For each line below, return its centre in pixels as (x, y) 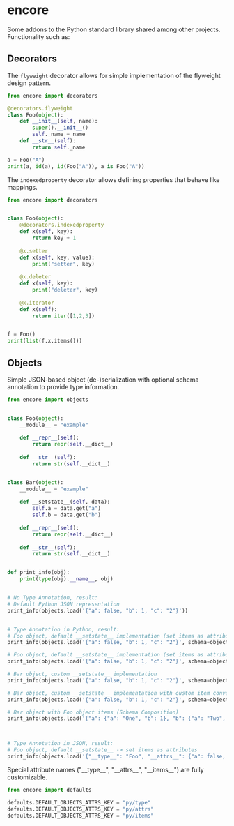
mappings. (22, 187)
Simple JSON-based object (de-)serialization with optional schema (103, 380)
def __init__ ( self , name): (59, 121)
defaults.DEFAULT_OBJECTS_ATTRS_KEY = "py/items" (81, 816)
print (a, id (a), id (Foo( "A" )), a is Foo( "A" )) (76, 166)
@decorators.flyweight (40, 108)
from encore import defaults (49, 790)
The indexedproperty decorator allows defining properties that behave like (114, 179)
